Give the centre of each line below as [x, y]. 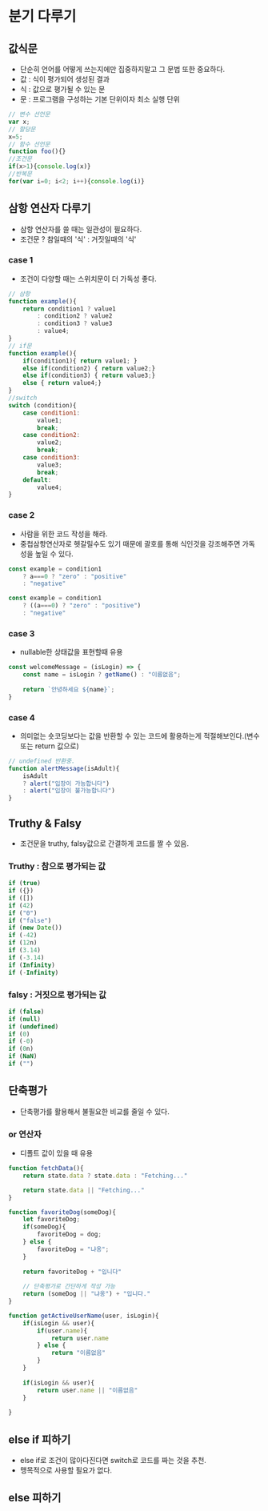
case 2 [22, 515]
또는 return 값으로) [49, 746]
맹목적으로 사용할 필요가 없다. [66, 1470]
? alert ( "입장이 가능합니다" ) [66, 784]
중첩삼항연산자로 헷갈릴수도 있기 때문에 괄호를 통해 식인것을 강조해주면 [130, 543]
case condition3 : [52, 458]
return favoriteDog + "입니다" [72, 1272]
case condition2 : [52, 435]
